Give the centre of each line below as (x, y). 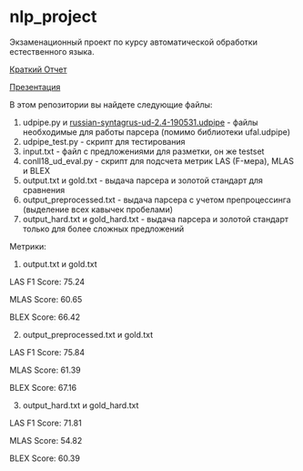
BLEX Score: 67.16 (43, 387)
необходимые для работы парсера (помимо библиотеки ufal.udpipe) (157, 132)
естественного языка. (52, 51)
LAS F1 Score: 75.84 (47, 352)
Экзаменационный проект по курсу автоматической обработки (133, 42)
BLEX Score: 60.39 (45, 458)
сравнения (44, 189)
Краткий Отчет (38, 69)
